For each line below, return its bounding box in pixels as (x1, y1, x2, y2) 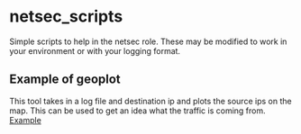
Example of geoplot (9, 72, 122, 87)
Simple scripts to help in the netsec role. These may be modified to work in (9, 36, 287, 47)
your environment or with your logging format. (9, 45, 181, 56)
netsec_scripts (9, 6, 123, 27)
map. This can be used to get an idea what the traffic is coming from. (9, 105, 266, 116)
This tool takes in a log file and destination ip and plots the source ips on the (9, 95, 292, 106)
